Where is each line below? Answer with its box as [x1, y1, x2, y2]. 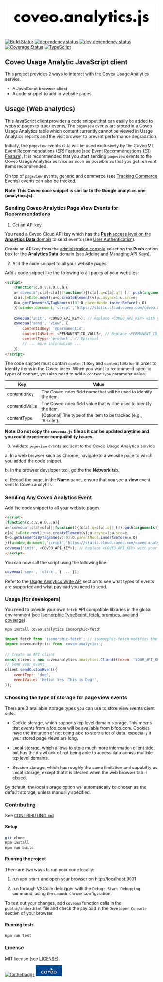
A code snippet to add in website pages [12, 90, 92, 96]
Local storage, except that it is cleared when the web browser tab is [12, 770, 148, 776]
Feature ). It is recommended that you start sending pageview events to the [5, 153, 152, 159]
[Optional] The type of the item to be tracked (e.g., [41, 412, 142, 418]
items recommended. [5, 163, 48, 169]
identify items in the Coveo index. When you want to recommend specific [5, 365, 152, 371]
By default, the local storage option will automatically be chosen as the [5, 785, 147, 790]
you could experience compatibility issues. [5, 433, 94, 439]
